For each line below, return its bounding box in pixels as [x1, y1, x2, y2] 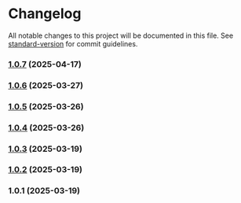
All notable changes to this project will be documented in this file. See [8, 31, 234, 40]
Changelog [8, 5, 82, 23]
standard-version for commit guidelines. [8, 39, 138, 48]
